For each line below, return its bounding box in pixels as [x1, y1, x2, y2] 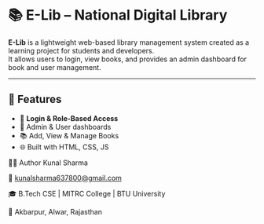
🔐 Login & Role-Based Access [19, 113, 119, 123]
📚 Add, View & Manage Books [19, 130, 119, 140]
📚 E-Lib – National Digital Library [8, 6, 228, 24]
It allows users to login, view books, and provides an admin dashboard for [8, 54, 247, 64]
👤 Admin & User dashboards [19, 122, 112, 131]
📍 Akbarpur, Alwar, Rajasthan [8, 207, 102, 216]
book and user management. [8, 62, 101, 72]
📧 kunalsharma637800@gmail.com [8, 173, 122, 182]
